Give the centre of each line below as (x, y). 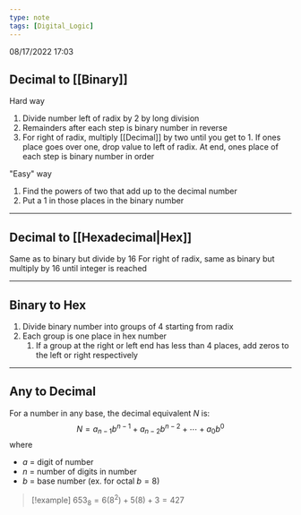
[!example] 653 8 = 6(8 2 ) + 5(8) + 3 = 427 (108, 500)
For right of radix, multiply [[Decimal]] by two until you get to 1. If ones (151, 137)
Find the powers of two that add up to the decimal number (129, 191)
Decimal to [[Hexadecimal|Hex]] (101, 237)
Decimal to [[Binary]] (69, 79)
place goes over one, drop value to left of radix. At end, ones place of (150, 147)
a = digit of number (58, 462)
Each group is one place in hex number (95, 336)
